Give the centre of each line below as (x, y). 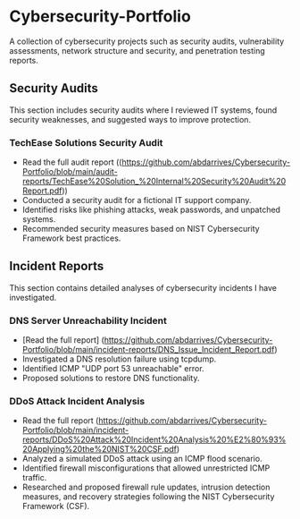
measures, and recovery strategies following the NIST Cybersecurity (148, 497)
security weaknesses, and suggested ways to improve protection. (130, 119)
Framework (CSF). (56, 506)
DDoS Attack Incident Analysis (77, 402)
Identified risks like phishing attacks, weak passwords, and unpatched (151, 210)
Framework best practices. (71, 238)
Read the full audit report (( (72, 162)
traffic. (34, 478)
